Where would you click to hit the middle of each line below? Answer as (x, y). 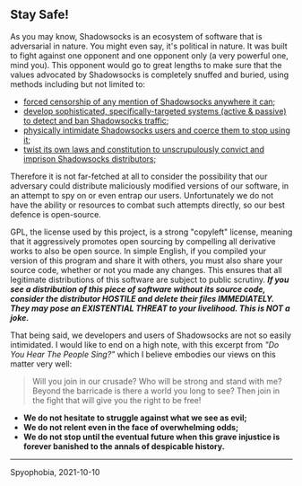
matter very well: (41, 364)
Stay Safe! (40, 15)
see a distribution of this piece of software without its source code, (138, 289)
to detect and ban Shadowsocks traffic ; (96, 120)
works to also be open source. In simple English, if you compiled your (138, 251)
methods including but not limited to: (78, 84)
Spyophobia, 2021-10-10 (55, 472)
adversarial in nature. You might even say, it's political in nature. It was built (149, 46)
